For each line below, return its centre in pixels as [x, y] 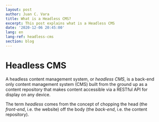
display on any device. [28, 94]
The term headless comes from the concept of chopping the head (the [77, 104]
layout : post [19, 10]
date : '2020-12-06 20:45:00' [35, 28]
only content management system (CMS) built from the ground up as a [77, 84]
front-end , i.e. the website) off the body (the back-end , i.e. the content [77, 109]
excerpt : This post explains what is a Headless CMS [60, 23]
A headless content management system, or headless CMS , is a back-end [80, 79]
